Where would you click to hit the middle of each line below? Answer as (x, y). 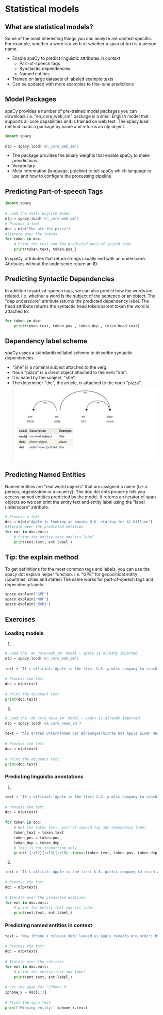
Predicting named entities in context (49, 925)
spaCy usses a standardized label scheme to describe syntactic (69, 353)
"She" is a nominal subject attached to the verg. (60, 367)
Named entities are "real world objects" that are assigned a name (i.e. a (76, 486)
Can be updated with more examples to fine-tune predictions (73, 84)
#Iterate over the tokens (31, 234)
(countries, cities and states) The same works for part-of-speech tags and (79, 579)
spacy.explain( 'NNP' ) (27, 599)
